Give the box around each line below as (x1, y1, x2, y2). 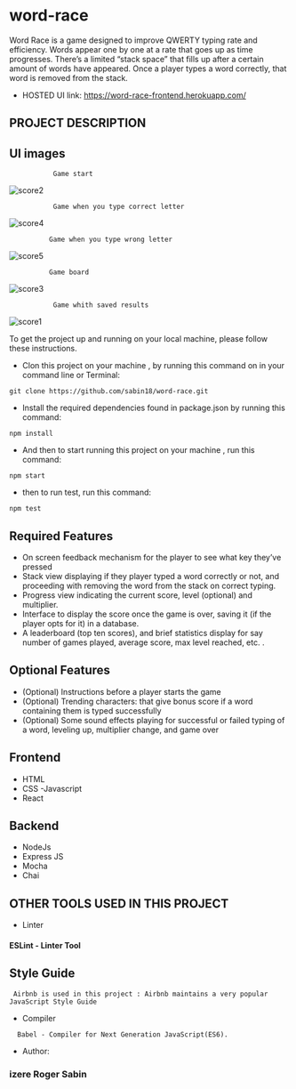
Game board (48, 268, 90, 277)
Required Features (9, 528, 114, 544)
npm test (9, 504, 42, 513)
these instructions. (9, 343, 77, 354)
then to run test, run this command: (21, 487, 152, 498)
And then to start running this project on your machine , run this (21, 445, 255, 456)
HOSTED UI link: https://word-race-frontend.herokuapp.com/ (21, 90, 246, 101)
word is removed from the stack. (9, 72, 129, 83)
